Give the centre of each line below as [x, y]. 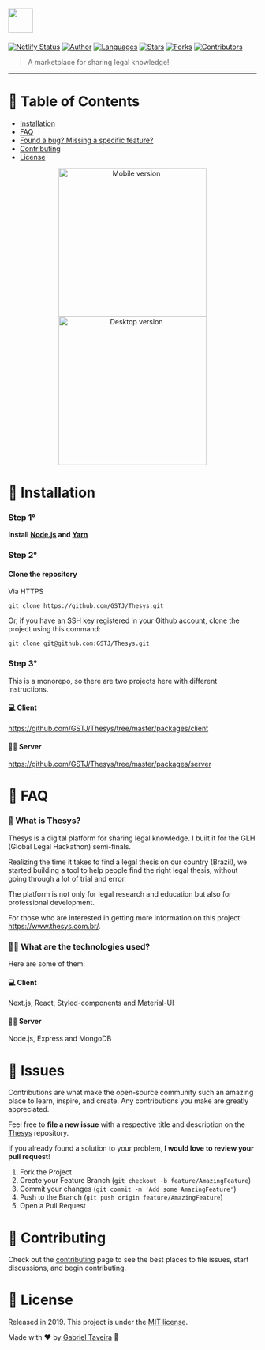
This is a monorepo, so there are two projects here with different [113, 681]
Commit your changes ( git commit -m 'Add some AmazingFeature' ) [128, 1189]
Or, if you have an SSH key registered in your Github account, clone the [124, 620]
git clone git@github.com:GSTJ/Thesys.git [79, 644]
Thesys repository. [39, 1133]
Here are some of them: [47, 963]
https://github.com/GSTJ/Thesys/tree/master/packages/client [108, 728]
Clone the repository [43, 574]
